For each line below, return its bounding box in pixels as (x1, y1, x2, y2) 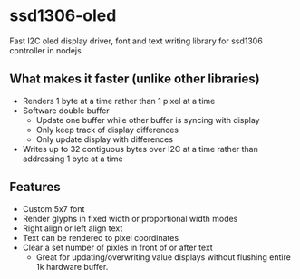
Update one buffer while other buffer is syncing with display (35, 114, 260, 125)
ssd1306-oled (9, 5, 117, 26)
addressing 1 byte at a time (22, 153, 124, 164)
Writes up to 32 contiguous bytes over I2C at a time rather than (22, 143, 258, 154)
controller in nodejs (9, 44, 82, 55)
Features (9, 179, 61, 195)
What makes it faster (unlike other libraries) (9, 72, 260, 87)
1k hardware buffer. (35, 261, 109, 272)
